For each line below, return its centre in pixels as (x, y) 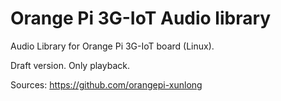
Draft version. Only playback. (70, 65)
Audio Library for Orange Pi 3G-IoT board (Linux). (112, 46)
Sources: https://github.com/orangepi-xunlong (106, 84)
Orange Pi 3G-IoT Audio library (141, 18)
